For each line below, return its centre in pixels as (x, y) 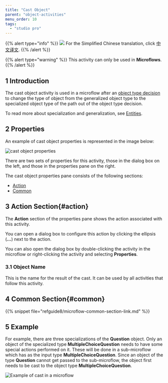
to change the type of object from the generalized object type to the (76, 98)
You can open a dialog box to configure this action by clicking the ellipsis (80, 233)
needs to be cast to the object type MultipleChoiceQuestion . (68, 366)
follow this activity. (25, 283)
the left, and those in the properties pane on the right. (61, 166)
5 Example (22, 327)
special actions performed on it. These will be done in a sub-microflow (78, 350)
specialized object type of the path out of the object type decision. (74, 103)
